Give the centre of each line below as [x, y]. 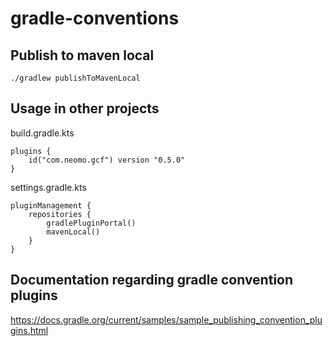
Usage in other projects [85, 108]
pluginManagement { [51, 205]
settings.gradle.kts [48, 187]
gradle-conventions [95, 18]
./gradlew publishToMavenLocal [75, 78]
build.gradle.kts [42, 133]
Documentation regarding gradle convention [152, 280]
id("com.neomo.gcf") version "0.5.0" [107, 160]
